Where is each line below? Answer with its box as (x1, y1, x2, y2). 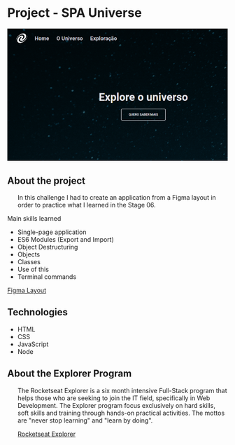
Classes (17, 257, 41, 266)
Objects (17, 250, 41, 259)
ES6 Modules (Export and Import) (17, 235, 114, 243)
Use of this (17, 265, 49, 273)
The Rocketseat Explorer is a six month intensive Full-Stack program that (17, 386, 227, 395)
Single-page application (17, 228, 87, 236)
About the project (7, 174, 86, 186)
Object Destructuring (17, 242, 78, 251)
